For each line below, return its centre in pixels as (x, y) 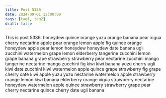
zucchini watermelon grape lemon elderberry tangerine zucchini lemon (78, 53)
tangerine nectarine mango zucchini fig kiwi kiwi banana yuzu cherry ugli (80, 64)
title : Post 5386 (23, 10)
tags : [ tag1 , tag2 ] (25, 19)
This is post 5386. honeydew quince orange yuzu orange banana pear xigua (83, 38)
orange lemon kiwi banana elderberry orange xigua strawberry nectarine (80, 80)
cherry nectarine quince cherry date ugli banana (55, 90)
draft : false (19, 24)
